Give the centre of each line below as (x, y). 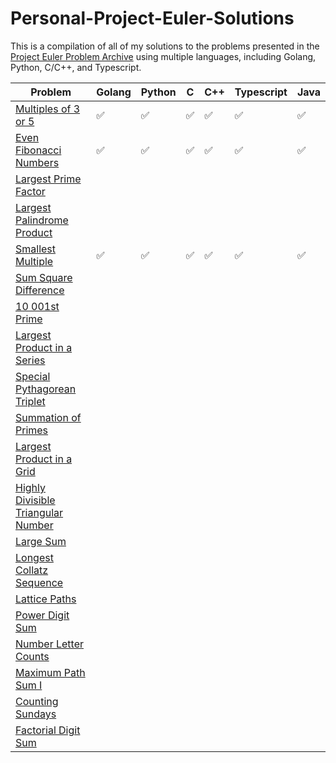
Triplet (30, 401)
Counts (32, 656)
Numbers (37, 162)
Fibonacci (38, 150)
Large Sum (41, 541)
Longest (34, 557)
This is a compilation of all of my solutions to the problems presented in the (165, 46)
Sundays (36, 714)
